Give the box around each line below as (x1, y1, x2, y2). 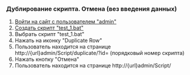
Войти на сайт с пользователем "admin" (14, 18, 117, 25)
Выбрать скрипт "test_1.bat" (14, 31, 85, 38)
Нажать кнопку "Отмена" (14, 56, 80, 63)
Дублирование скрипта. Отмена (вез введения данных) (6, 5, 178, 13)
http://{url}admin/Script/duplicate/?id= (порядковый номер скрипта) (14, 50, 185, 57)
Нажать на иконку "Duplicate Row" (14, 37, 102, 44)
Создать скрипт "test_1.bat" (14, 24, 84, 31)
